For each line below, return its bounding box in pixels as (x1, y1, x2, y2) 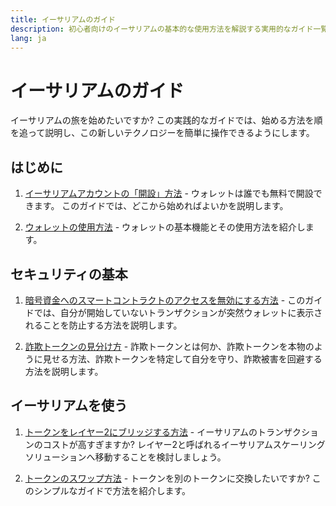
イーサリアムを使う (10, 397, 128, 415)
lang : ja (10, 33, 47, 43)
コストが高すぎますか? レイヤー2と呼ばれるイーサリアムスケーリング (42, 438, 326, 450)
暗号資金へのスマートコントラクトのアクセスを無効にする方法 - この (24, 294, 306, 306)
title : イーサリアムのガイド (10, 14, 116, 25)
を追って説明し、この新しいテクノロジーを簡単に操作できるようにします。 (10, 127, 315, 139)
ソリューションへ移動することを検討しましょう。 (24, 451, 227, 463)
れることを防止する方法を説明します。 (24, 319, 183, 331)
